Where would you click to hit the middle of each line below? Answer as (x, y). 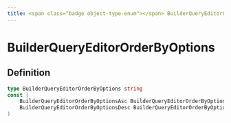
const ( (18, 95)
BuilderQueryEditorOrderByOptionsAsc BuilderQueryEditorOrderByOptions (124, 101)
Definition (29, 73)
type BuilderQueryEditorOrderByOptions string (75, 89)
